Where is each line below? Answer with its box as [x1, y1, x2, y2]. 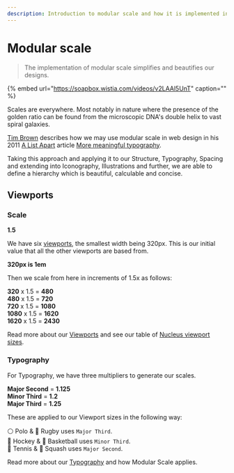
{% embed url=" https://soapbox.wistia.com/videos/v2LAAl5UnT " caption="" [7, 84, 227, 93]
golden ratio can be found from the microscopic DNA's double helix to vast [7, 112, 221, 121]
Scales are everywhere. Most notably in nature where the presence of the [7, 105, 219, 114]
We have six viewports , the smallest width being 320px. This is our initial [7, 240, 216, 248]
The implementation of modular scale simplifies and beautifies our [24, 63, 214, 72]
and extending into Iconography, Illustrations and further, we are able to [7, 162, 212, 170]
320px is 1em [7, 261, 47, 269]
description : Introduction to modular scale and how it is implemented [7, 10, 219, 17]
